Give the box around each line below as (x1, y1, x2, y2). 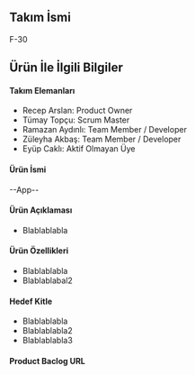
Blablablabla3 (22, 335, 74, 346)
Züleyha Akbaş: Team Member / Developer (22, 133, 182, 145)
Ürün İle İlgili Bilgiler (9, 60, 124, 76)
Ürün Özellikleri (9, 245, 69, 256)
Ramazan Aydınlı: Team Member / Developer (22, 124, 187, 135)
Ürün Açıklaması (9, 205, 73, 215)
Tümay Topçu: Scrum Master (22, 114, 130, 125)
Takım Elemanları (9, 85, 75, 96)
